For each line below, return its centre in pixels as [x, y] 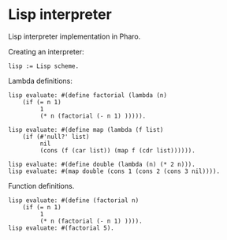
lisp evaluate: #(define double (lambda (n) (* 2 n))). [102, 164]
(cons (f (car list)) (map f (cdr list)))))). [117, 150]
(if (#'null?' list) [56, 137]
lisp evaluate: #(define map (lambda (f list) [86, 129]
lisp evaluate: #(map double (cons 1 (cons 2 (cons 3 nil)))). [114, 171]
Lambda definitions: [41, 81]
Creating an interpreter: [46, 51]
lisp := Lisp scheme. [44, 66]
